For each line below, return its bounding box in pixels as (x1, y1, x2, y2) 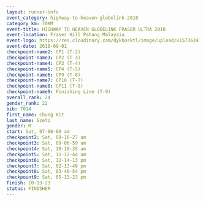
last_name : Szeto (6, 117, 51, 123)
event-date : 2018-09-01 (6, 44, 67, 50)
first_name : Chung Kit (6, 112, 64, 118)
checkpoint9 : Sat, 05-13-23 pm (6, 174, 86, 181)
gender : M (6, 123, 32, 129)
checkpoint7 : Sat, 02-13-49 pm (6, 163, 86, 169)
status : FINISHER (6, 186, 51, 192)
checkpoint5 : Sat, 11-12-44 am (6, 151, 86, 157)
